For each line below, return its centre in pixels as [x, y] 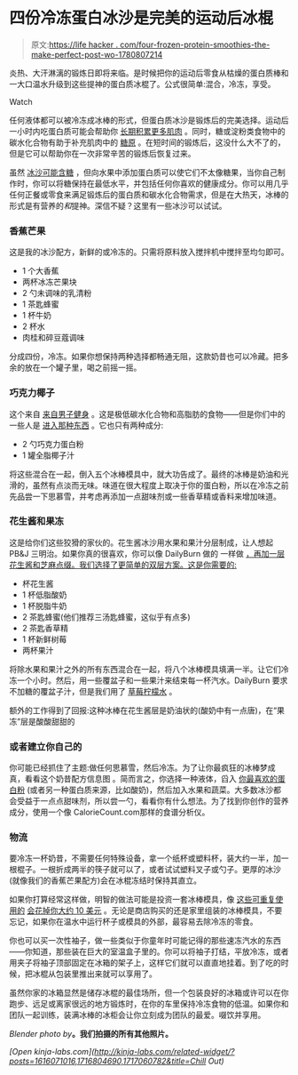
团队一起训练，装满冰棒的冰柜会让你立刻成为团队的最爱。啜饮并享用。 [137, 1015]
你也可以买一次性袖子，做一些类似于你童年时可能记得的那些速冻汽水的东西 [145, 941]
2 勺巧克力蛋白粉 [53, 444]
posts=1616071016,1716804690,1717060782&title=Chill [108, 1061]
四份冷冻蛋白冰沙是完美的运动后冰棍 [141, 18]
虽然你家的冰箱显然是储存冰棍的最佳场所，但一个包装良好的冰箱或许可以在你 [149, 993]
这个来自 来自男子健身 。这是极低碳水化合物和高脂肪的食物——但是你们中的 [147, 413]
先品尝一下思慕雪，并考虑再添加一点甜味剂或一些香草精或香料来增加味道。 [145, 496]
